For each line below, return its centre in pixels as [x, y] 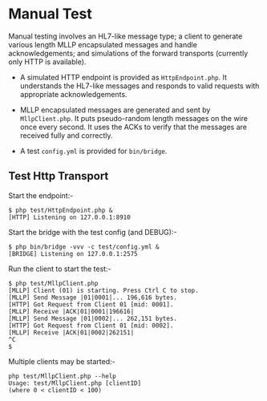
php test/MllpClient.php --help [62, 376]
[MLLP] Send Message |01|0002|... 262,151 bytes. [93, 318]
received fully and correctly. [66, 135]
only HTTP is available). [47, 62]
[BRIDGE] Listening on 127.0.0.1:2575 [73, 253]
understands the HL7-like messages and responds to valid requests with [140, 86]
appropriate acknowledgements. [73, 94]
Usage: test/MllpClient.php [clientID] [75, 383]
